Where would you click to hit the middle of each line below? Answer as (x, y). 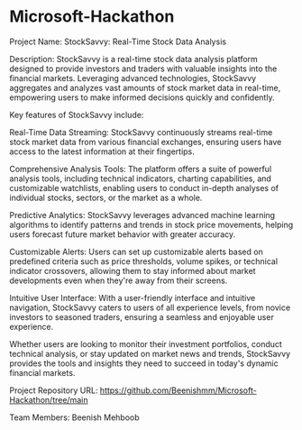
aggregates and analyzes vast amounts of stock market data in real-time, (145, 87)
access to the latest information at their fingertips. (102, 151)
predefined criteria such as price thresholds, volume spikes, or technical (143, 261)
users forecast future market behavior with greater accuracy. (123, 234)
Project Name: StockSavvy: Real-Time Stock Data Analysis (118, 41)
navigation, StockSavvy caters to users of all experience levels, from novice (150, 307)
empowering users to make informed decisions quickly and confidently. (142, 97)
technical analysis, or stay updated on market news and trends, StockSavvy (150, 353)
